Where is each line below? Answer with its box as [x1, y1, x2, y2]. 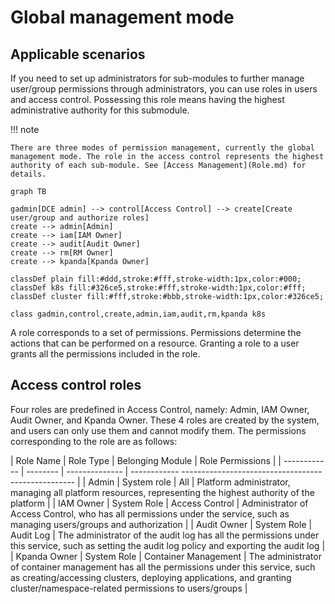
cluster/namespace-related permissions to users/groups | [10, 582, 248, 594]
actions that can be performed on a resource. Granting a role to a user [10, 337, 300, 349]
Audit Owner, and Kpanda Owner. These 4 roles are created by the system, [10, 414, 320, 426]
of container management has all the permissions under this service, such [10, 561, 316, 573]
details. [10, 169, 47, 179]
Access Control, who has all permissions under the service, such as [10, 507, 290, 520]
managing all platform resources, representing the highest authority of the [10, 486, 315, 498]
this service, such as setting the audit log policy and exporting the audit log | [10, 539, 326, 551]
